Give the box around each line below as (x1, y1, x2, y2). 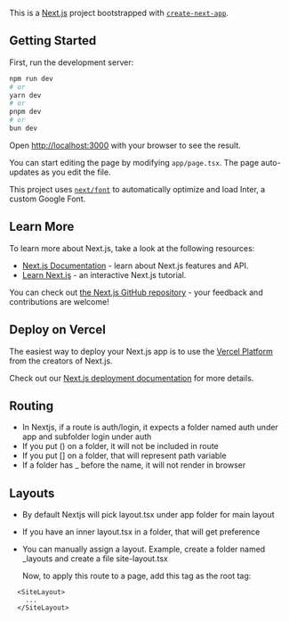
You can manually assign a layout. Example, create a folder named (21, 543, 266, 555)
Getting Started (9, 33, 97, 48)
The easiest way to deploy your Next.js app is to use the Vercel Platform (9, 346, 274, 356)
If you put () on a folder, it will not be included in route (21, 441, 220, 452)
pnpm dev (9, 107, 42, 117)
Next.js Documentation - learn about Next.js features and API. (21, 260, 249, 271)
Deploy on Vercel (9, 323, 107, 338)
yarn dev (9, 91, 42, 100)
